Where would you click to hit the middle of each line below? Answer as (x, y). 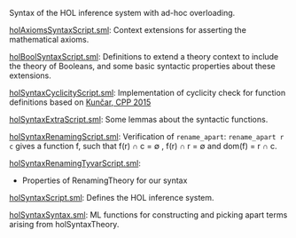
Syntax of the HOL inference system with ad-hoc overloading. (122, 13)
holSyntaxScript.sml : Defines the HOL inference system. (112, 198)
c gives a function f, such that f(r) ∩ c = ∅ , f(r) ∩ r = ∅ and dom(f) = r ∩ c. (143, 146)
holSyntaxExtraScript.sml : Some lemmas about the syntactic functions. (139, 119)
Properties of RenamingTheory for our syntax (105, 180)
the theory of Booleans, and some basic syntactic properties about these (143, 66)
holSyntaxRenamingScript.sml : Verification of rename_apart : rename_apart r (147, 136)
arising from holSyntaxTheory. (64, 224)
